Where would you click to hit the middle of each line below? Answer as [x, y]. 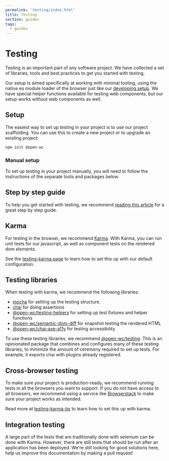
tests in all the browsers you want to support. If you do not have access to [82, 388]
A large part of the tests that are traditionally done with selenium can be [80, 437]
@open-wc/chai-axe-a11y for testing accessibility [64, 329]
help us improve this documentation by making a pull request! [69, 453]
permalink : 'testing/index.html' [40, 10]
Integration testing [35, 425]
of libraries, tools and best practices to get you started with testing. [75, 73]
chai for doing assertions [38, 307]
